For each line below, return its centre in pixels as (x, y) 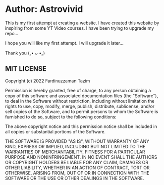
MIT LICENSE (26, 69)
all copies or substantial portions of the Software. (55, 131)
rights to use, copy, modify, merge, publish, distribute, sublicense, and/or (80, 106)
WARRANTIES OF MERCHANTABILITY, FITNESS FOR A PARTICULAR (75, 152)
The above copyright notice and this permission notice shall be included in (81, 126)
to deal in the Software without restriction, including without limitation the (80, 101)
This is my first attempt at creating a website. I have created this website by (82, 23)
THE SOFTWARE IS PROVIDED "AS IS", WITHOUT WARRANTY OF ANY (77, 141)
